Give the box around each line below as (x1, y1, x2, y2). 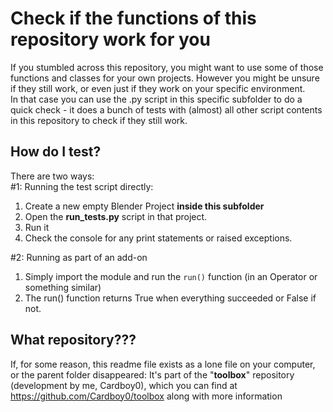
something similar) (24, 281, 102, 293)
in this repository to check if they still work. (10, 114, 188, 126)
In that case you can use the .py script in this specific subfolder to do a (10, 93, 303, 105)
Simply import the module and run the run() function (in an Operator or (24, 270, 318, 282)
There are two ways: (10, 170, 95, 182)
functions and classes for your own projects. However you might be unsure (10, 72, 320, 84)
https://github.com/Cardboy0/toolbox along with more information (10, 390, 283, 402)
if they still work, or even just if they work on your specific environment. (10, 82, 306, 94)
